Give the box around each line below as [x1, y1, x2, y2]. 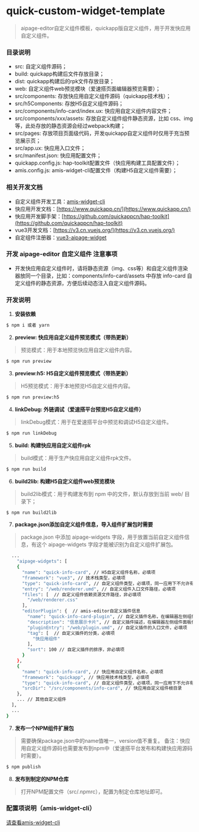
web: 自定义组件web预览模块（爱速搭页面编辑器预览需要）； [14, 85, 161, 93]
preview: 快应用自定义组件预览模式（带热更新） [14, 334, 132, 341]
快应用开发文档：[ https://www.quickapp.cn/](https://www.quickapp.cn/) [14, 205, 191, 212]
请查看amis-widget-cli [6, 818, 60, 826]
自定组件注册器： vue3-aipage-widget [14, 233, 107, 241]
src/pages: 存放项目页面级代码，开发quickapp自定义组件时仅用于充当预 [14, 129, 190, 137]
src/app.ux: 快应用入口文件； [14, 144, 86, 152]
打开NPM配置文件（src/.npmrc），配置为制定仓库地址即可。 [20, 788, 166, 795]
